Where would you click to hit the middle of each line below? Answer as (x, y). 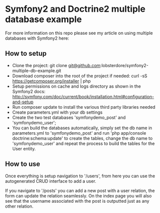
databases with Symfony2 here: (37, 38)
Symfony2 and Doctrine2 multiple (75, 9)
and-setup (23, 102)
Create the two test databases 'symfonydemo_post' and (69, 117)
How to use (23, 164)
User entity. (24, 148)
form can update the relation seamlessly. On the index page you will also (79, 196)
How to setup (26, 54)
